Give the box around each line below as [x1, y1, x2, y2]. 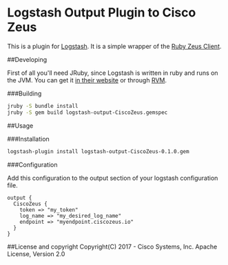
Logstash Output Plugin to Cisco [7, 5, 196, 21]
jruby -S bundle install [7, 102, 79, 109]
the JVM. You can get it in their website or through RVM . [7, 76, 167, 84]
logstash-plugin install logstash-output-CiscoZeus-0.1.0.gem [7, 148, 189, 155]
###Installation [7, 135, 50, 143]
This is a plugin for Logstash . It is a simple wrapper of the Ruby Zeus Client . [7, 42, 222, 50]
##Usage [7, 122, 34, 130]
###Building [7, 89, 42, 97]
